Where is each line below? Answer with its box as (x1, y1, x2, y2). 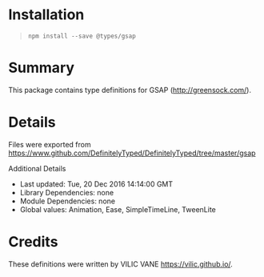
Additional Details (8, 163, 66, 173)
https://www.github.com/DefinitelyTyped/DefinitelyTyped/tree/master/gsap (8, 148, 256, 158)
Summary (8, 58, 74, 77)
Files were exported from (8, 139, 91, 149)
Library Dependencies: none (19, 187, 114, 197)
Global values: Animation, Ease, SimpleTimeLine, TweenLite (19, 204, 216, 214)
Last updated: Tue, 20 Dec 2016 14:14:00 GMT (19, 179, 174, 189)
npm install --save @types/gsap (27, 32, 136, 40)
